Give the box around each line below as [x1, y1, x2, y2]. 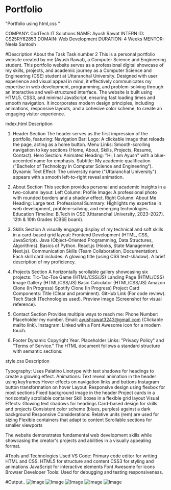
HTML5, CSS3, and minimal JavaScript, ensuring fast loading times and [5, 94, 156, 101]
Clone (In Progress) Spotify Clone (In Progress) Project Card [12, 285, 139, 291]
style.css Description [5, 358, 50, 364]
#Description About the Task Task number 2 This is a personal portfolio [5, 51, 155, 57]
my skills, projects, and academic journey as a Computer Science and [5, 67, 152, 73]
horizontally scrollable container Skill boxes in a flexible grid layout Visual [5, 395, 159, 401]
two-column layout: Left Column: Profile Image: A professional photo [12, 189, 157, 195]
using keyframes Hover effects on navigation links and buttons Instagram [5, 379, 159, 385]
